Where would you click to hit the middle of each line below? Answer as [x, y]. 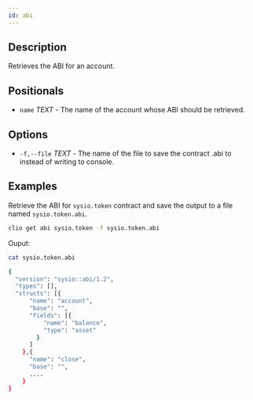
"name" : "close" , [57, 360]
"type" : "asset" [70, 330]
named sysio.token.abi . [48, 214]
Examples [33, 187]
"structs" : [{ [38, 294]
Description [37, 48]
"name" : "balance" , [75, 323]
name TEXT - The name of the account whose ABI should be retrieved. [132, 110]
